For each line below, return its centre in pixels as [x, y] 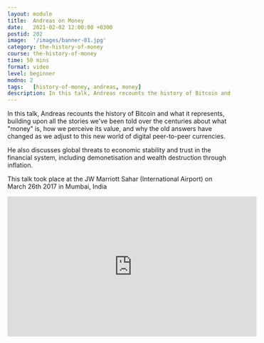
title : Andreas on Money [46, 21]
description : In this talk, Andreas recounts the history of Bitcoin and [119, 93]
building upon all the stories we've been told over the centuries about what [117, 121]
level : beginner [31, 73]
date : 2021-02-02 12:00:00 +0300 [60, 27]
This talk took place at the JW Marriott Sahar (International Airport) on [110, 179]
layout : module [30, 14]
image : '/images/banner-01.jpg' [57, 41]
